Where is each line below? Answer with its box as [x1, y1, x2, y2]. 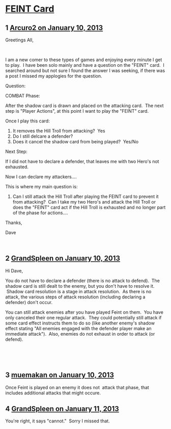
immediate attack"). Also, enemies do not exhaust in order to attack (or [5, 331, 155, 337]
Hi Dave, [5, 267, 23, 273]
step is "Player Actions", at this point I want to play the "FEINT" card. [5, 108, 149, 114]
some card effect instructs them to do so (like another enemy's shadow [5, 320, 155, 326]
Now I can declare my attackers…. [5, 174, 77, 180]
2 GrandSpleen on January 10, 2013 [5, 254, 121, 263]
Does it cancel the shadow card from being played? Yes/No [12, 139, 139, 144]
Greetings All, [5, 37, 34, 43]
